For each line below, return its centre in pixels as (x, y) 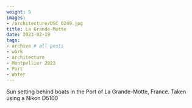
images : (16, 18)
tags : (13, 40)
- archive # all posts (35, 46)
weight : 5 (19, 12)
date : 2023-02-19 (28, 35)
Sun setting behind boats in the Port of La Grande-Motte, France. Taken (96, 92)
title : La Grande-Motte (37, 29)
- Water (16, 74)
